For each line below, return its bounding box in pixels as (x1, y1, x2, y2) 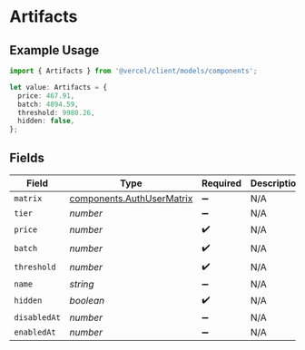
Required (201, 177, 242, 190)
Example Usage (9, 43, 100, 58)
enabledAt (14, 326, 56, 337)
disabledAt (14, 312, 61, 323)
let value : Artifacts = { (9, 83, 107, 92)
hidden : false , (17, 116, 75, 126)
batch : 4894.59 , (17, 100, 79, 109)
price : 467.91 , (17, 91, 75, 101)
